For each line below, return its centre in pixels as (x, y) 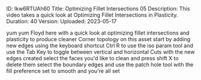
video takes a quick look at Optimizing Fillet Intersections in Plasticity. (92, 15)
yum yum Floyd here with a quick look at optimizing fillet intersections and (98, 33)
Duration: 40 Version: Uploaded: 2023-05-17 (61, 21)
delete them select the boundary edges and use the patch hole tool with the (100, 64)
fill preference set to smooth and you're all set (63, 71)
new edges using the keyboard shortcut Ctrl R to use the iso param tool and (100, 45)
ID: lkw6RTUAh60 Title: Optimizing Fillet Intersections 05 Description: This (98, 9)
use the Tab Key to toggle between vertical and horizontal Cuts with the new (100, 52)
